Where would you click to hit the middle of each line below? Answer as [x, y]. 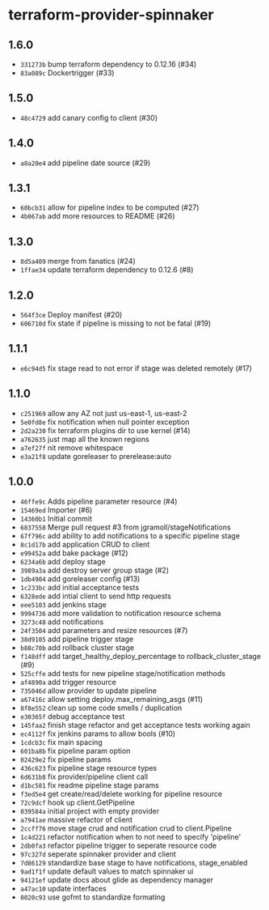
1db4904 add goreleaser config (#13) [80, 578]
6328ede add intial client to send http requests [95, 596]
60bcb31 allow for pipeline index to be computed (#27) [109, 207]
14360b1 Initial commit [56, 518]
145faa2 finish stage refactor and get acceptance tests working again [135, 725]
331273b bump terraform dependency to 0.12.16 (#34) [108, 64]
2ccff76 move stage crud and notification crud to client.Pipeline [126, 828]
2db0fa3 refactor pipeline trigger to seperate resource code [118, 845]
